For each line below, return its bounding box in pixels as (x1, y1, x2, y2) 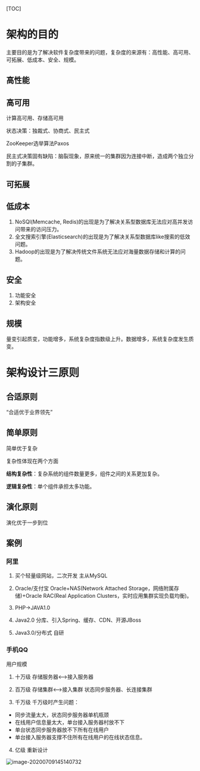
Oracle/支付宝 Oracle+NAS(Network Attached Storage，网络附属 (14, 585, 174, 592)
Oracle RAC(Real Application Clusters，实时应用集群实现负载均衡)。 (26, 592, 192, 600)
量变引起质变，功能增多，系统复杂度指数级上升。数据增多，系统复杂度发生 (6, 335, 189, 342)
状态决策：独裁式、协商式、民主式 (6, 127, 90, 134)
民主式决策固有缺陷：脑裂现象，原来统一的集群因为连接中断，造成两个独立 (6, 152, 189, 160)
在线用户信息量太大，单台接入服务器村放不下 (14, 718, 125, 726)
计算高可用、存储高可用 (6, 115, 64, 122)
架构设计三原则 (6, 366, 80, 380)
